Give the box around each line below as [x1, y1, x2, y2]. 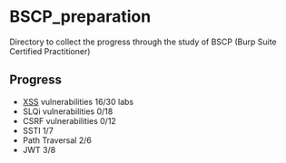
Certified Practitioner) [9, 45, 91, 56]
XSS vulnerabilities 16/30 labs [22, 96, 134, 107]
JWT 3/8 [22, 144, 56, 155]
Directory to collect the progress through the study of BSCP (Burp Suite [9, 36, 277, 47]
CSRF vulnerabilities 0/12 [22, 115, 116, 126]
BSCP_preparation [9, 6, 152, 27]
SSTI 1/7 [22, 125, 54, 136]
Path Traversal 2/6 [22, 134, 93, 146]
